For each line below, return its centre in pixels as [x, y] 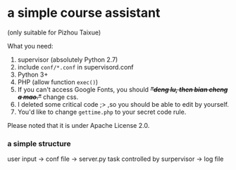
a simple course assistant [84, 13]
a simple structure [39, 143]
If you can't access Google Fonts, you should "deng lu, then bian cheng [123, 89]
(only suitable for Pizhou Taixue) [54, 32]
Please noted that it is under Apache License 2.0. [79, 125]
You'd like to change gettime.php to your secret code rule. [102, 112]
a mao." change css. [48, 97]
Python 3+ [33, 74]
